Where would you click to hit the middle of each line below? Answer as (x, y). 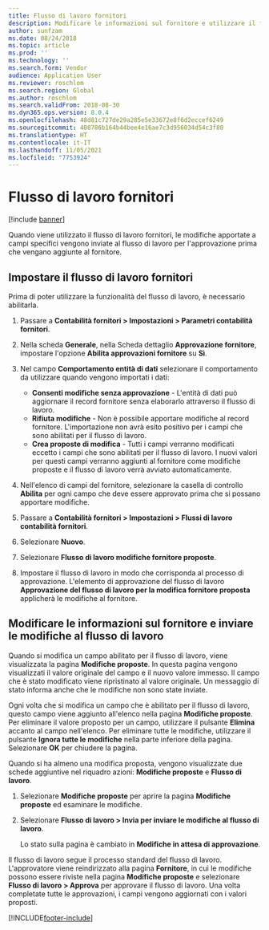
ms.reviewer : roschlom (46, 83)
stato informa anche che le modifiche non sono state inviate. (108, 689)
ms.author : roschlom (43, 98)
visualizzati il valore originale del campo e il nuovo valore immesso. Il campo (134, 672)
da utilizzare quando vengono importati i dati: (94, 377)
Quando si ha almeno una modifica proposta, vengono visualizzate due (125, 763)
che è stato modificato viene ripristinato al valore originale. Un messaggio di (134, 681)
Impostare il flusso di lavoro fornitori (101, 277)
